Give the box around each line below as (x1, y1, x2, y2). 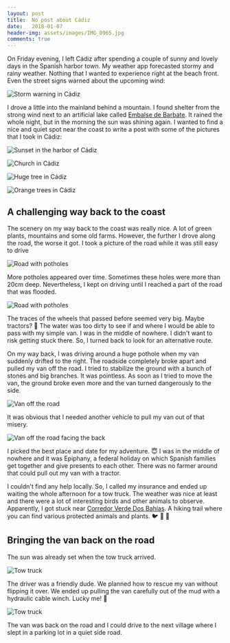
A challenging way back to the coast (7, 206, 166, 218)
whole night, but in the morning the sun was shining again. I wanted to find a (7, 118, 223, 126)
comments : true (7, 36, 51, 43)
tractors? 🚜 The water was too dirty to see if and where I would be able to (7, 321, 215, 329)
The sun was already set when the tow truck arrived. (7, 553, 157, 561)
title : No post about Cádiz (7, 17, 91, 23)
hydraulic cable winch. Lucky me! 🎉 (7, 594, 108, 602)
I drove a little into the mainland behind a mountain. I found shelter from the (7, 103, 220, 112)
